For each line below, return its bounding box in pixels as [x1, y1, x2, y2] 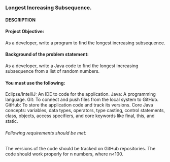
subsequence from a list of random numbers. [5, 68, 100, 74]
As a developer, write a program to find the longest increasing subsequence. [5, 40, 165, 46]
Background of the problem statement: [5, 51, 89, 58]
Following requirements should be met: [5, 129, 87, 136]
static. [5, 118, 18, 124]
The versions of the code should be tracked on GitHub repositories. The [5, 146, 156, 152]
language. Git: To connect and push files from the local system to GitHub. [5, 96, 159, 103]
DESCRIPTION [5, 17, 36, 23]
